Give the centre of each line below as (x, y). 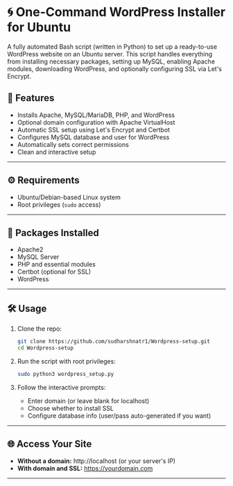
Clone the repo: (40, 329)
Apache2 (30, 250)
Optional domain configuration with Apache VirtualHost (96, 122)
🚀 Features (31, 98)
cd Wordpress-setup (45, 348)
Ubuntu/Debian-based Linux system (69, 197)
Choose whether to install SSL (71, 408)
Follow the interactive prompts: (61, 387)
